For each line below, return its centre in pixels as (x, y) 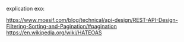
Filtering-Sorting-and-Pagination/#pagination (62, 26)
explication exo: (26, 9)
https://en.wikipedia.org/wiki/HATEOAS (54, 33)
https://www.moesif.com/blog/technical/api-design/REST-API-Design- (92, 20)
